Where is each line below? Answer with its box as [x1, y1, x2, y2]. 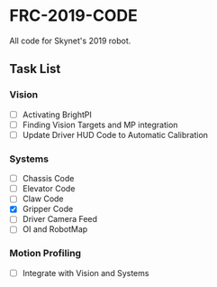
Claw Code [22, 193, 65, 204]
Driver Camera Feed [22, 214, 97, 225]
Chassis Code [22, 173, 75, 184]
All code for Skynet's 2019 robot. [9, 35, 131, 46]
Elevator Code [22, 183, 76, 194]
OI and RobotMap [22, 224, 88, 235]
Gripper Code [22, 204, 74, 215]
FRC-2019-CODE [9, 5, 138, 26]
